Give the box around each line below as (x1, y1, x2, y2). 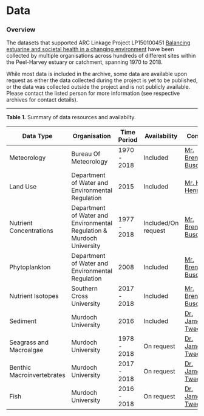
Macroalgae (9, 346, 44, 355)
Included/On (143, 219, 179, 227)
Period (118, 136, 138, 144)
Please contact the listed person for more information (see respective (6, 89, 180, 97)
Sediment (9, 317, 37, 325)
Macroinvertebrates (9, 371, 66, 380)
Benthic (9, 363, 32, 372)
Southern (71, 284, 98, 293)
